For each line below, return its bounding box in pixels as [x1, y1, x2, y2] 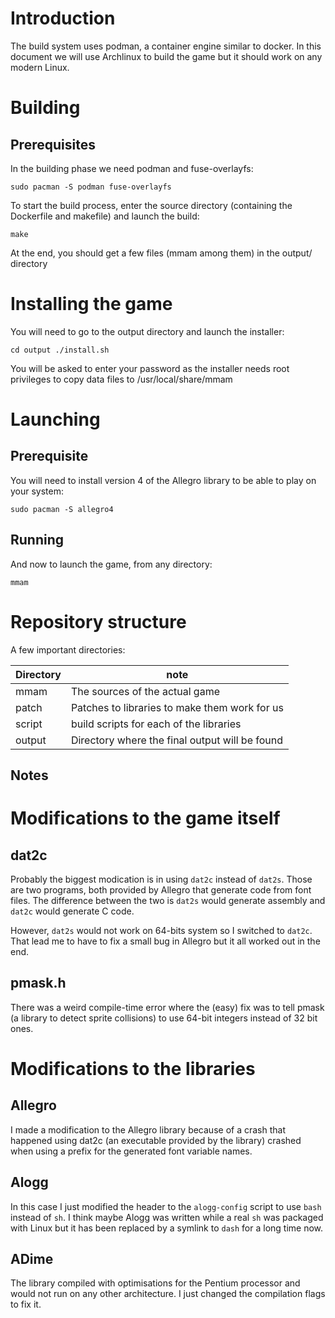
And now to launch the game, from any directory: [10, 558, 213, 570]
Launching [10, 408, 101, 431]
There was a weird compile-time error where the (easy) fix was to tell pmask [10, 1001, 325, 1013]
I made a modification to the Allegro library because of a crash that [10, 1123, 286, 1136]
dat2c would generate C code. [10, 905, 135, 917]
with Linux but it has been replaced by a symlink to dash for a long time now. [10, 1222, 324, 1234]
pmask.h [10, 975, 67, 992]
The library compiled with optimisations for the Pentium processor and [10, 1277, 301, 1289]
